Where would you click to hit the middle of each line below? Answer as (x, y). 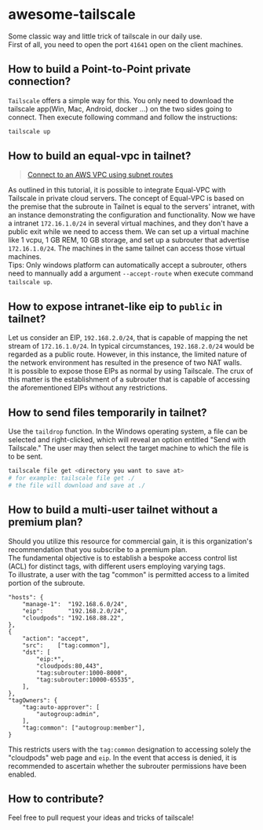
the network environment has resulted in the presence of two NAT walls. (125, 363)
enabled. (22, 774)
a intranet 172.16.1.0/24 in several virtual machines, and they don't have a (128, 223)
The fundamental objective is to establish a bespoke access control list (123, 558)
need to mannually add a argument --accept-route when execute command (131, 273)
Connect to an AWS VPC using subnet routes (100, 175)
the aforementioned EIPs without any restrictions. (88, 388)
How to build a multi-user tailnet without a (113, 510)
